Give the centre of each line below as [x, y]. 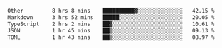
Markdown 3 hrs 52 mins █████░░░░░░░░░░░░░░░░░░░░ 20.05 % [111, 17]
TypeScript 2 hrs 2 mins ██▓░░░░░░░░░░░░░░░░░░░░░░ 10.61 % [111, 24]
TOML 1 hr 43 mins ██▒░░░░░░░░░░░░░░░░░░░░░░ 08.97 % [111, 37]
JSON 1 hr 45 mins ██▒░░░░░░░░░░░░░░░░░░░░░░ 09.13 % [111, 30]
